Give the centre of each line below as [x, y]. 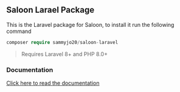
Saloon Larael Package [50, 10]
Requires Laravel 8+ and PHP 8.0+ [64, 54]
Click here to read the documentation [53, 83]
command [19, 31]
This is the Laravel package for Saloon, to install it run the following [90, 24]
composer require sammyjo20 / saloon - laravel [62, 42]
